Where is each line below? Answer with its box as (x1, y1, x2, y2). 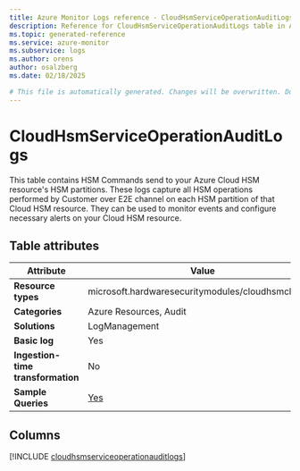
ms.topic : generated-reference (9, 29, 126, 38)
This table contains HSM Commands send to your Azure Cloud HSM (9, 174, 261, 185)
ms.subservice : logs (9, 46, 87, 55)
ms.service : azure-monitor (9, 38, 110, 47)
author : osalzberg (9, 63, 78, 72)
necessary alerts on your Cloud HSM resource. (9, 212, 182, 223)
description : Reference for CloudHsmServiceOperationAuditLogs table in (9, 21, 286, 30)
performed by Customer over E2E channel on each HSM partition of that (9, 193, 275, 204)
